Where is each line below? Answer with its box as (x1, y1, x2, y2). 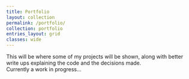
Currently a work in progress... (6, 66, 82, 72)
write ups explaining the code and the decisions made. (6, 59, 142, 66)
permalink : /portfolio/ (6, 20, 66, 26)
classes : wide (6, 37, 42, 42)
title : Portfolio (6, 8, 50, 15)
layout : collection (6, 14, 55, 20)
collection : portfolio (6, 25, 63, 32)
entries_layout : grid (6, 31, 61, 37)
